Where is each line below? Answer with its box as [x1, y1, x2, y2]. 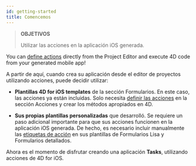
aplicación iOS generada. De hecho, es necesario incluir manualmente [14, 124, 185, 131]
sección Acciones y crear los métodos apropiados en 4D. [14, 100, 154, 107]
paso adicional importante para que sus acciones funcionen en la [14, 118, 173, 125]
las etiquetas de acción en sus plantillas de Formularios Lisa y [14, 130, 164, 138]
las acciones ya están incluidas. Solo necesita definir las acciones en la [14, 94, 187, 101]
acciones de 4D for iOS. [6, 154, 64, 161]
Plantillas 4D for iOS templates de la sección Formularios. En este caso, [14, 88, 190, 95]
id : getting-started [6, 8, 57, 15]
